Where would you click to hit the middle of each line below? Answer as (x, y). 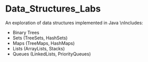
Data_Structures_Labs (53, 9)
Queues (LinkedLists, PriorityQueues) (52, 54)
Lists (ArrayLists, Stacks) (39, 48)
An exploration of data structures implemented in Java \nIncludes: (74, 23)
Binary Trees (26, 32)
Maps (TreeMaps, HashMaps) (44, 43)
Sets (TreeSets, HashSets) (40, 38)
